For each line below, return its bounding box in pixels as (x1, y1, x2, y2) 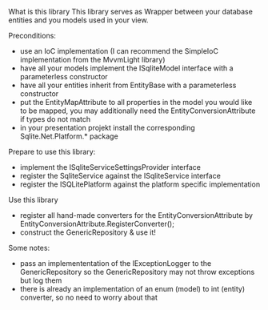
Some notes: (8, 244, 50, 252)
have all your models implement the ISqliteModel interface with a (19, 63, 234, 73)
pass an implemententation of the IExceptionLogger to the (19, 259, 212, 268)
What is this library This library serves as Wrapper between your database (8, 7, 254, 16)
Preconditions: (8, 31, 56, 40)
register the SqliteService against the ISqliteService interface (19, 171, 222, 180)
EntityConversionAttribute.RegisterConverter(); (19, 219, 174, 228)
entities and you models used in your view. (8, 15, 149, 25)
